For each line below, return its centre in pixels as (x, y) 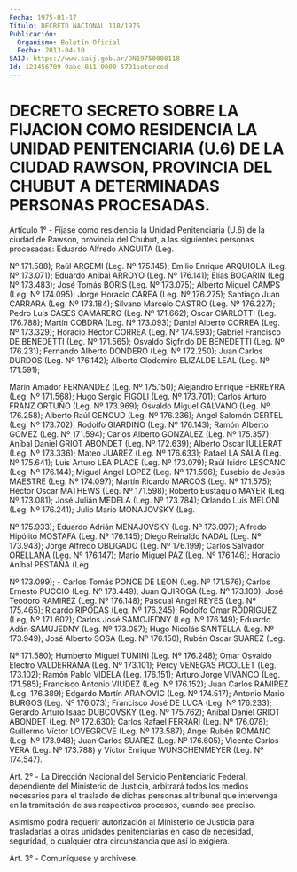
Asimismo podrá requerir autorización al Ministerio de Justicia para (132, 821)
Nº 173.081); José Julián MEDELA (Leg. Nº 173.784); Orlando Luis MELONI (145, 500)
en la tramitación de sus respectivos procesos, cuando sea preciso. (133, 805)
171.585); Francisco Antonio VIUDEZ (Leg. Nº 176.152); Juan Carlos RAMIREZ (149, 684)
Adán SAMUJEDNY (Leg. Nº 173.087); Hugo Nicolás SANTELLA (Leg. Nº (142, 629)
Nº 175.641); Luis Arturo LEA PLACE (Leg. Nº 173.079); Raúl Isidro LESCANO (148, 462)
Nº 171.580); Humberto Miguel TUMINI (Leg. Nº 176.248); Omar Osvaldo (141, 655)
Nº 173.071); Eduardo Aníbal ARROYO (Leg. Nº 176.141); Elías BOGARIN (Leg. (148, 275)
